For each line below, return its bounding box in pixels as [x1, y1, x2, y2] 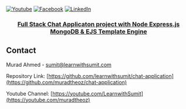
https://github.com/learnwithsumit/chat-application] [48, 72, 174, 79]
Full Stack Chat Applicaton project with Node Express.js [17, 20, 180, 28]
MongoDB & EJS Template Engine [49, 27, 148, 35]
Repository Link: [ [6, 72, 49, 79]
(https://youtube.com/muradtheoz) [6, 96, 90, 103]
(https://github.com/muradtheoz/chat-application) [6, 79, 127, 86]
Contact [6, 46, 36, 56]
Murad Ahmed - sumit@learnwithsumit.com [6, 61, 111, 68]
